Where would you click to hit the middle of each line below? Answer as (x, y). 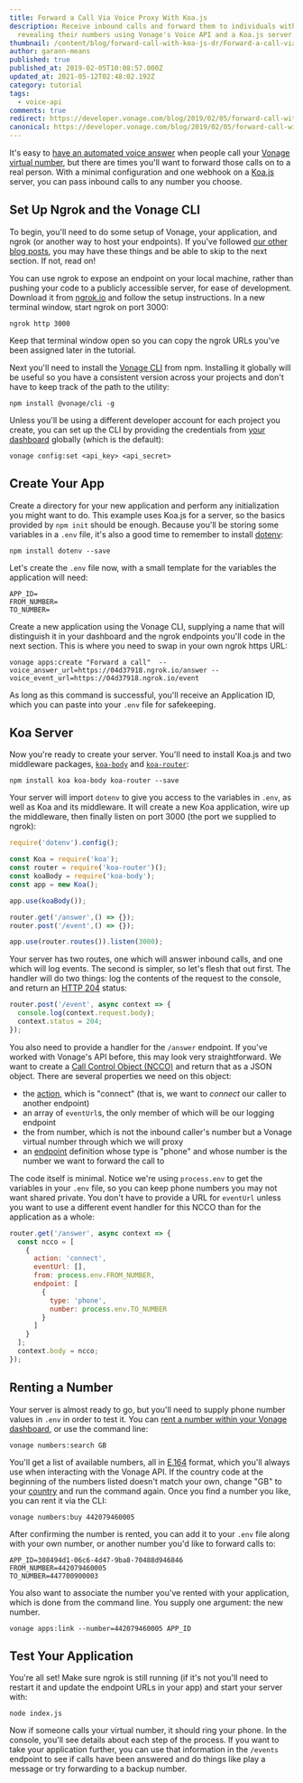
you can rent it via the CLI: (58, 1500)
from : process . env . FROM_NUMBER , (94, 1276)
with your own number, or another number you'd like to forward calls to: (143, 1543)
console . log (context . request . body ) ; (86, 1013)
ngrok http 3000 (40, 323)
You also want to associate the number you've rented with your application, (149, 1592)
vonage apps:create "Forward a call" (80, 662)
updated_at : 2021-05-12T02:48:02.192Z (82, 77)
